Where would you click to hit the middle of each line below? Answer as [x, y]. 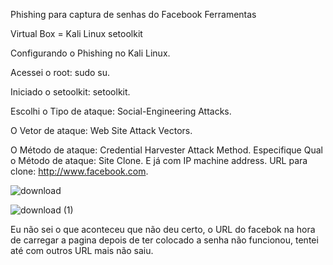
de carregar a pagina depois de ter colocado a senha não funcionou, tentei [164, 240]
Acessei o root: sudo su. [60, 72]
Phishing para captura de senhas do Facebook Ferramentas [133, 14]
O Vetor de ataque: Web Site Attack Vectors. [101, 130]
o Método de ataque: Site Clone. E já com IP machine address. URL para [159, 160]
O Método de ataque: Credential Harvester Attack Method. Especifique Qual [166, 150]
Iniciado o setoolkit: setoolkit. [70, 92]
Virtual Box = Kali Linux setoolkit [76, 33]
